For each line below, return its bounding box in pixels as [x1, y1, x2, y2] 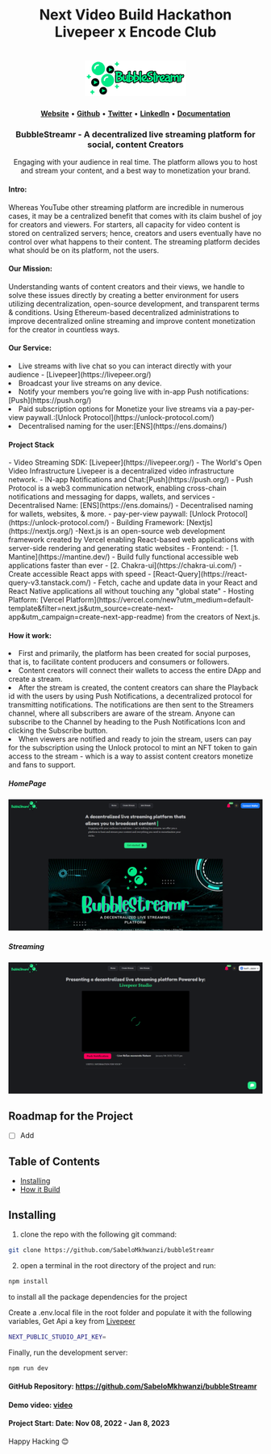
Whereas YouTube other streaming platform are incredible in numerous [8, 202, 244, 212]
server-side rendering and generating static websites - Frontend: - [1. [8, 544, 239, 553]
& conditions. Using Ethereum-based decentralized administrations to [8, 307, 240, 317]
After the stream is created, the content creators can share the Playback [19, 683, 259, 692]
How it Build [19, 1185, 60, 1195]
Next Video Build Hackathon [39, 6, 232, 24]
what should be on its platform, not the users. [8, 245, 160, 255]
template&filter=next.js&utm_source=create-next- [8, 603, 174, 613]
